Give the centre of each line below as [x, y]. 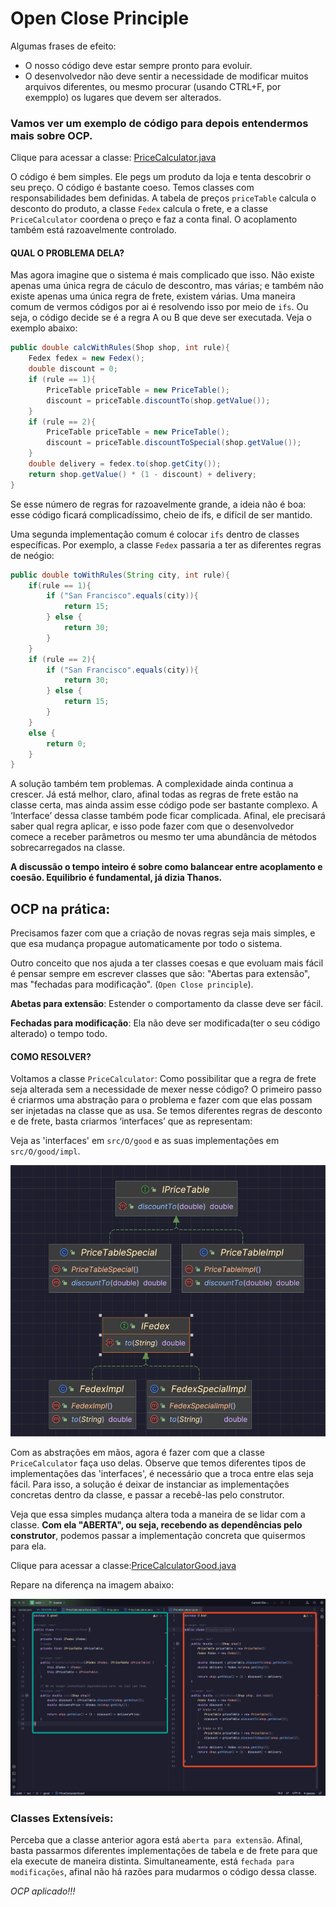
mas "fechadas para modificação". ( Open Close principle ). [132, 984]
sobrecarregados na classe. [68, 848]
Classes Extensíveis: [62, 1818]
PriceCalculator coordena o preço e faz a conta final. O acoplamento [154, 219]
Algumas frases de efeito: [63, 46]
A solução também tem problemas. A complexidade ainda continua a [152, 784]
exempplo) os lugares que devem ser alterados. [123, 97]
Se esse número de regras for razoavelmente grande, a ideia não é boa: [158, 504]
